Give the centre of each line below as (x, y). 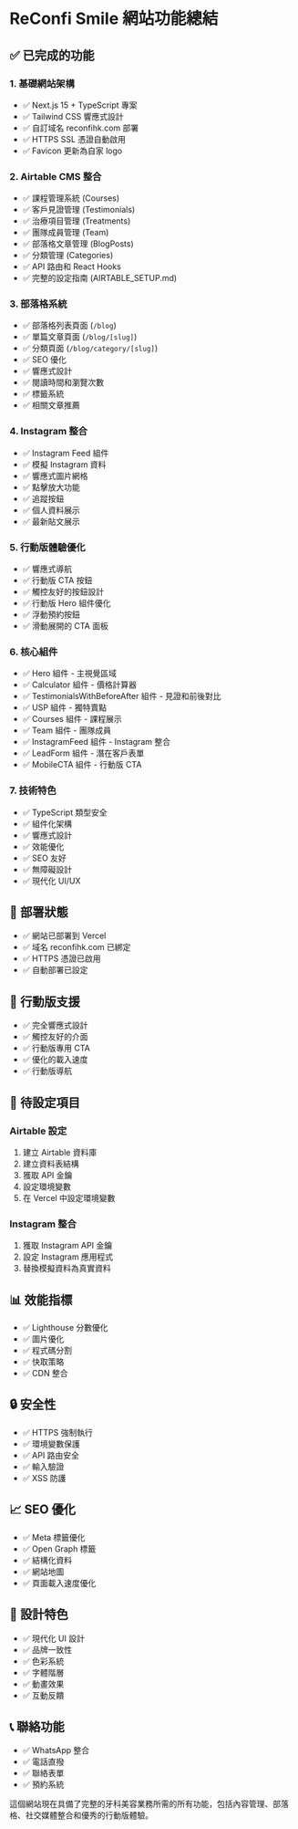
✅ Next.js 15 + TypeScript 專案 (80, 105)
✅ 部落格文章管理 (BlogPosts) (78, 244)
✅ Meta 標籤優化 (54, 1537)
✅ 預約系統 (43, 1784)
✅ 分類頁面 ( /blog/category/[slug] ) (90, 349)
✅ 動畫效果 (43, 1684)
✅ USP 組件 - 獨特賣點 (65, 707)
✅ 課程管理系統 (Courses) (71, 198)
